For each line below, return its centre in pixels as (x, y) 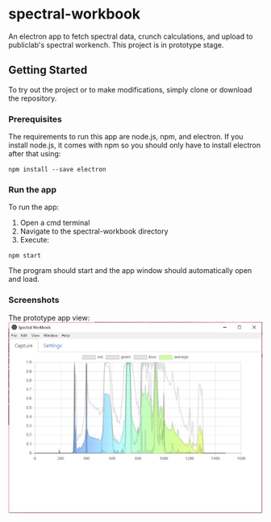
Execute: (35, 240)
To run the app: (34, 207)
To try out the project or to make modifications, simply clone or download (130, 89)
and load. (24, 280)
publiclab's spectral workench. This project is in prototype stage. (116, 44)
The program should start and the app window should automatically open (130, 271)
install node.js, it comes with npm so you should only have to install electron (134, 145)
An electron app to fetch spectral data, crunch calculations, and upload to (131, 36)
